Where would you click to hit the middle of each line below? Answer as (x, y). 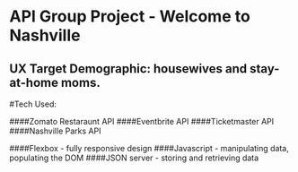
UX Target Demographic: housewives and (128, 69)
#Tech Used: (33, 104)
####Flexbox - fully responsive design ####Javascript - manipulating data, (149, 148)
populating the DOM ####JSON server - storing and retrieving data (134, 158)
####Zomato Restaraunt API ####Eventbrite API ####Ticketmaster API (142, 121)
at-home (34, 82)
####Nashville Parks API (55, 131)
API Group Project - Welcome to (130, 17)
